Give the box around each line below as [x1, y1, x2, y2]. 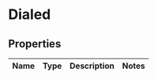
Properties [8, 37, 62, 51]
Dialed [8, 6, 51, 24]
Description [69, 61, 114, 71]
